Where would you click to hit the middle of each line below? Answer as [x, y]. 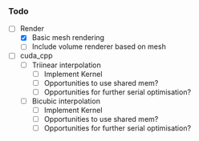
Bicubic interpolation [66, 101]
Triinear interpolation [67, 65]
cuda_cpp [37, 56]
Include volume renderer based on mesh [99, 46]
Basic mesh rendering [68, 38]
